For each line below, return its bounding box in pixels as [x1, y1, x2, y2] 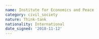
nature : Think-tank [5, 17, 47, 22]
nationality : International [5, 21, 65, 27]
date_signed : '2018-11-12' [5, 26, 62, 31]
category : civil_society [5, 12, 58, 17]
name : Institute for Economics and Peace [5, 7, 94, 13]
